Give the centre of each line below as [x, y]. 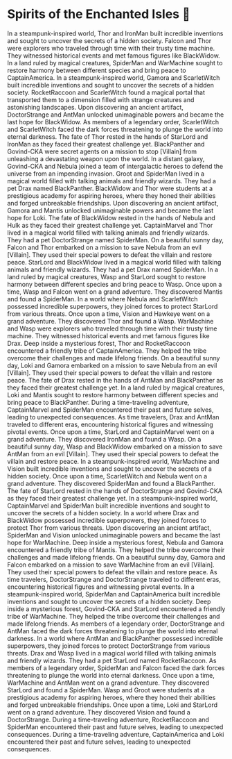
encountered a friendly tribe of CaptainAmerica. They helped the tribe [107, 351]
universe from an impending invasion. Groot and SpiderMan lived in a [106, 174]
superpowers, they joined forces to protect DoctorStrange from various [109, 646]
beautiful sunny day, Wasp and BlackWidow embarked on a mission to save [115, 447]
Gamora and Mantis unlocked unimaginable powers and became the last [110, 210]
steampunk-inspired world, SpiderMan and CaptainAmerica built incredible [114, 594]
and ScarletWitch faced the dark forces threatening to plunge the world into [115, 129]
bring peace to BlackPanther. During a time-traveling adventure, [98, 402]
